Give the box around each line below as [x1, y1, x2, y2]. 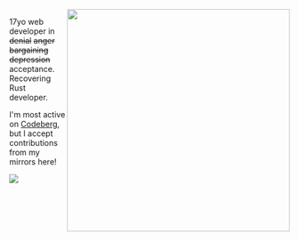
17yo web [9, 17, 44, 27]
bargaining [9, 44, 49, 55]
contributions [9, 138, 58, 148]
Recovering [9, 73, 52, 84]
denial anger [9, 36, 55, 45]
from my [9, 147, 40, 157]
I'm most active [9, 109, 66, 119]
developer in [9, 26, 55, 36]
